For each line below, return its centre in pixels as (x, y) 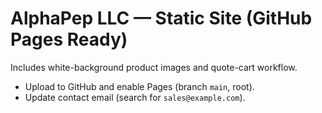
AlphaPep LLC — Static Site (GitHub (161, 18)
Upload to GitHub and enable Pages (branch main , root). (139, 86)
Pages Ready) (69, 39)
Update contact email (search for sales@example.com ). (135, 97)
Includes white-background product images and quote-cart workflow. (154, 67)
